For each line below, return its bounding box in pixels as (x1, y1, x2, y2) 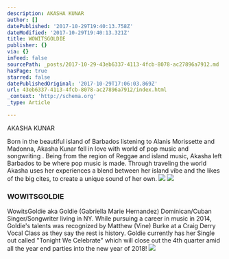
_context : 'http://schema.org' (7, 93, 97, 100)
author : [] (7, 16, 38, 23)
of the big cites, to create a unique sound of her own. (7, 174, 158, 182)
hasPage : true (7, 67, 48, 74)
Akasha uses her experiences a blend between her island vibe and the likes (7, 166, 221, 175)
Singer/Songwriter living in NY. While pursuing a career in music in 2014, (7, 214, 212, 223)
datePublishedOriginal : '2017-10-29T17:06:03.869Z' (7, 80, 158, 87)
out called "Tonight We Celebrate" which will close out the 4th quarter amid (7, 236, 221, 245)
